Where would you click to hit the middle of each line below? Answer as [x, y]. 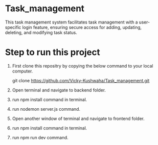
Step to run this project [53, 52]
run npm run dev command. [40, 137]
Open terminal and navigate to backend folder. [59, 90]
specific [13, 27]
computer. [23, 71]
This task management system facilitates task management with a [71, 22]
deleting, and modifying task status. [41, 32]
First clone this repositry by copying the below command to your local [82, 66]
